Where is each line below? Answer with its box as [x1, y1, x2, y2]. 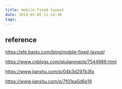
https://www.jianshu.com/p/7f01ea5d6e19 [5, 78, 92, 84]
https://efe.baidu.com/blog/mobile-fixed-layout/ [5, 49, 105, 55]
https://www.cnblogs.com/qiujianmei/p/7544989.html [5, 59, 117, 65]
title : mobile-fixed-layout [5, 7, 65, 13]
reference [5, 35, 37, 44]
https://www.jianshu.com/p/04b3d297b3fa [5, 69, 94, 75]
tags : [5, 17, 17, 22]
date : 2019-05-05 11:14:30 [5, 12, 62, 17]
